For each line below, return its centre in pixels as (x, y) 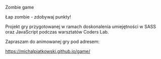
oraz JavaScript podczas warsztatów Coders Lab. (57, 32)
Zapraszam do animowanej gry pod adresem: (52, 41)
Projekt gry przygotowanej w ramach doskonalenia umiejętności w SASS (81, 26)
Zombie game (20, 7)
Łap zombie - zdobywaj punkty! (38, 17)
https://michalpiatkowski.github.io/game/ (48, 51)
